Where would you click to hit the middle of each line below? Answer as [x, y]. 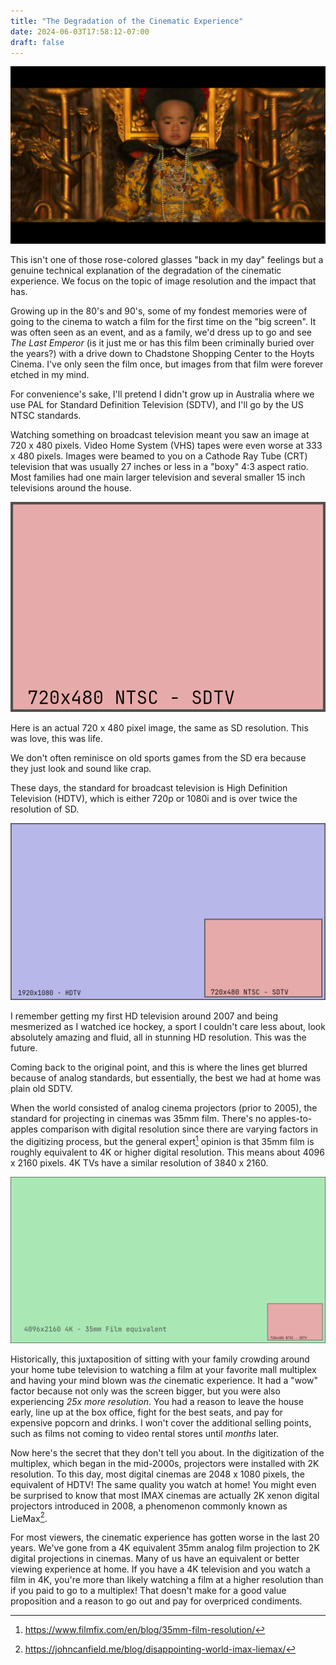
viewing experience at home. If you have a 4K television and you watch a [160, 1569]
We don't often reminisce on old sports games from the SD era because [158, 757]
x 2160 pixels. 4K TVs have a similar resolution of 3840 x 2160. [139, 1163]
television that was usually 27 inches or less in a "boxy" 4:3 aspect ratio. [159, 466]
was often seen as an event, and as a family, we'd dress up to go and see [161, 332]
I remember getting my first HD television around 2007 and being [144, 1016]
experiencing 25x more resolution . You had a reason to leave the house [157, 1401]
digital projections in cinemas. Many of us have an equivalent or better [155, 1559]
